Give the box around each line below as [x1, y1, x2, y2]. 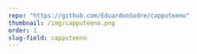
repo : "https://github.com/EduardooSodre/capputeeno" [8, 11, 191, 20]
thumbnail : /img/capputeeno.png [8, 19, 115, 27]
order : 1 [8, 26, 37, 34]
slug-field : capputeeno [8, 33, 87, 42]
